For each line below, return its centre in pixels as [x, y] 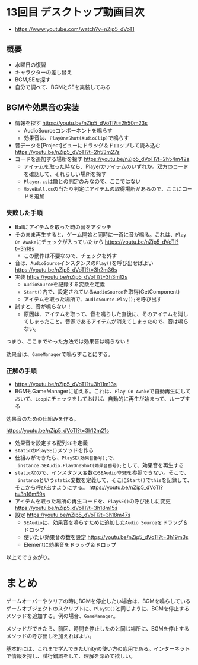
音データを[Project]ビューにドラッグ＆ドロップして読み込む [88, 145]
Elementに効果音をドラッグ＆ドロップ [70, 545]
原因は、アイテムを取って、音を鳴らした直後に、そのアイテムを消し [106, 314]
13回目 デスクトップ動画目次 [75, 12]
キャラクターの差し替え [43, 72]
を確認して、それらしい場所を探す [65, 174]
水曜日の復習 [30, 64]
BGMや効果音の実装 [43, 108]
